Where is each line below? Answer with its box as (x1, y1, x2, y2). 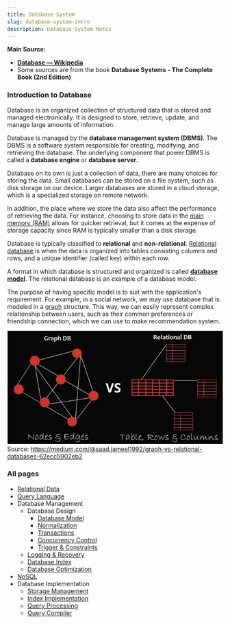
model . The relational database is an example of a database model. (7, 275, 197, 283)
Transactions (37, 529, 75, 537)
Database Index (27, 557, 72, 566)
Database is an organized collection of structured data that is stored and (7, 106, 212, 114)
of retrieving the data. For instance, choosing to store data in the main (7, 211, 204, 220)
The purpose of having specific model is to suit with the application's (7, 288, 202, 296)
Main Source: (7, 45, 47, 54)
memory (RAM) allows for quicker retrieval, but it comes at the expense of (7, 218, 216, 227)
